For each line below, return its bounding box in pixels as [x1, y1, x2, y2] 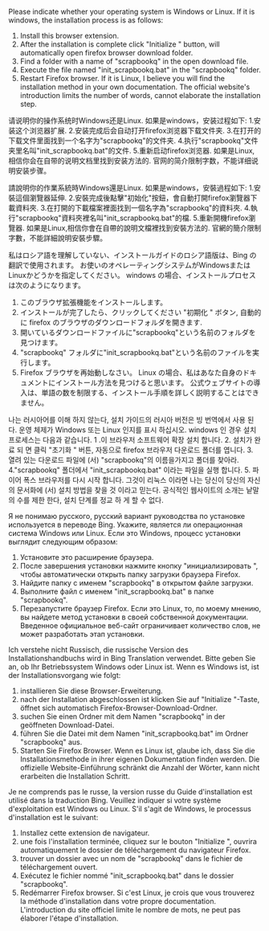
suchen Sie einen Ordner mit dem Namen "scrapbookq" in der [19, 712, 226, 721]
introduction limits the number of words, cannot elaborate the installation [19, 91, 261, 100]
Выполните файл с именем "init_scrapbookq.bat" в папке [19, 586, 214, 596]
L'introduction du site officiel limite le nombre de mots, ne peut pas [19, 905, 241, 914]
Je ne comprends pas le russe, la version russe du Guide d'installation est [8, 787, 253, 796]
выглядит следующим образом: [8, 537, 118, 546]
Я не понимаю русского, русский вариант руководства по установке [8, 512, 246, 521]
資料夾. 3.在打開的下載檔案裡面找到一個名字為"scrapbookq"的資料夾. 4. [14, 203, 251, 212]
